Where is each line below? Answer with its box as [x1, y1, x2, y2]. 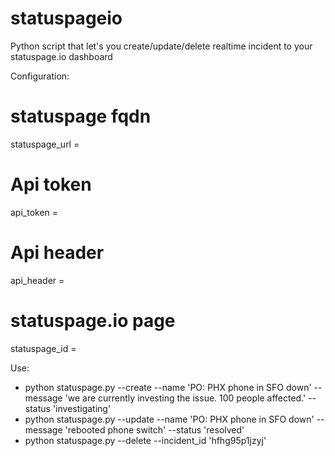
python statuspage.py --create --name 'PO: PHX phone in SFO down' [24, 381, 312, 393]
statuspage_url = [10, 138, 80, 150]
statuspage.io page [10, 309, 176, 332]
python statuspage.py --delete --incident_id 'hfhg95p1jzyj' [24, 434, 267, 446]
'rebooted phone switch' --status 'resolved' [64, 423, 245, 436]
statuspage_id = [10, 342, 77, 354]
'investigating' [52, 402, 112, 414]
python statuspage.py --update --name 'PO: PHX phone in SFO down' [24, 413, 315, 425]
